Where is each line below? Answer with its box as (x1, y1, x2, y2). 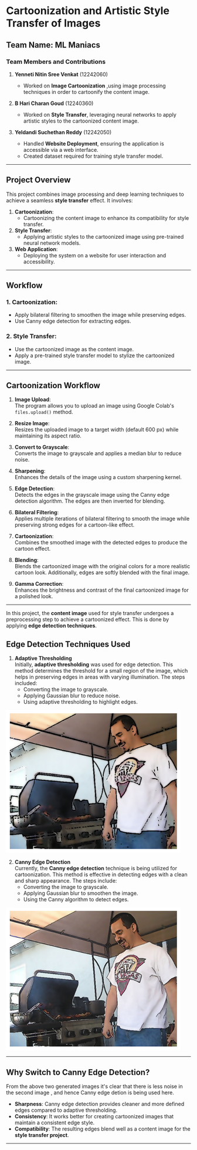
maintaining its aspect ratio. (14, 432, 82, 439)
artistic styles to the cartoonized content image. (23, 117, 139, 124)
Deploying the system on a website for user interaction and (23, 252, 167, 259)
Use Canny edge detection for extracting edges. (14, 318, 131, 325)
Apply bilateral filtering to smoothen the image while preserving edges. (14, 311, 186, 318)
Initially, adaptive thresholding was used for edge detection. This (14, 661, 174, 668)
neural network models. (23, 239, 81, 246)
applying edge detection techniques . (6, 622, 97, 629)
